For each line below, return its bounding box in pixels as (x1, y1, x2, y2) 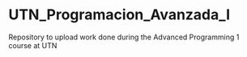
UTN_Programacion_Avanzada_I (8, 6, 231, 24)
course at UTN (8, 40, 57, 50)
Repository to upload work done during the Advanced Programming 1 (8, 32, 240, 42)
